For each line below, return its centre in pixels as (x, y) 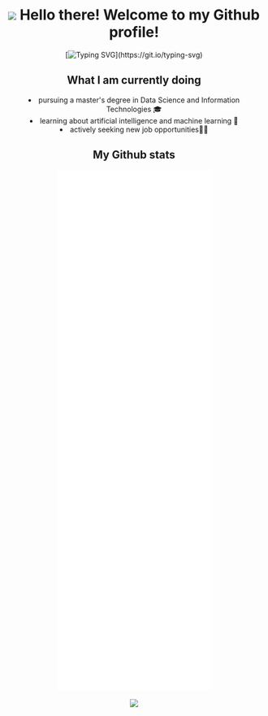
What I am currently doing (134, 80)
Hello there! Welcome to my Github (139, 15)
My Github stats (134, 155)
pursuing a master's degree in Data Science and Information (139, 100)
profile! (134, 32)
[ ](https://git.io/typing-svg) (134, 54)
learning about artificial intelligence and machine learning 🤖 (139, 120)
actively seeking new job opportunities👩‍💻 (139, 129)
